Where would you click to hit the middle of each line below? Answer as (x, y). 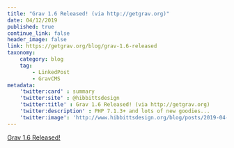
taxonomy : (22, 53)
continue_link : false (39, 33)
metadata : (22, 85)
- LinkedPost (51, 72)
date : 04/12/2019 (32, 20)
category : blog (42, 59)
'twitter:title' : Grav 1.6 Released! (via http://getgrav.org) (115, 105)
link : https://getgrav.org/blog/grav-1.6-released (82, 46)
